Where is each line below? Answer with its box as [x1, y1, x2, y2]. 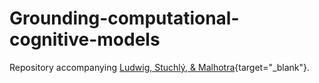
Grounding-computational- [9, 7, 240, 30]
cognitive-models [9, 28, 161, 51]
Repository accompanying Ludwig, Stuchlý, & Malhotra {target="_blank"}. [9, 61, 311, 73]
